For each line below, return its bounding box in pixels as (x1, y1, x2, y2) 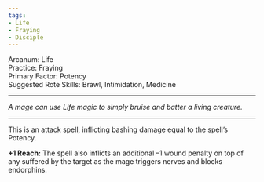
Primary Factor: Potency (8, 71, 86, 81)
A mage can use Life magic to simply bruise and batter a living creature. (8, 103, 244, 112)
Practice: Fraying (8, 64, 64, 73)
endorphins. (8, 166, 47, 175)
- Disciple (8, 33, 44, 42)
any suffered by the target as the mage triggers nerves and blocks (8, 157, 222, 166)
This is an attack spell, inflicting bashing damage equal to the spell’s (8, 125, 229, 134)
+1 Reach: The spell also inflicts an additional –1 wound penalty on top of (8, 148, 244, 158)
